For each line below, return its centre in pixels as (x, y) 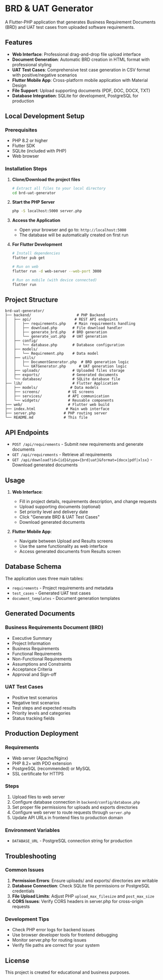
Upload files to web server (39, 797)
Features (19, 43)
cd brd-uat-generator (34, 193)
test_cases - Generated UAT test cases (51, 593)
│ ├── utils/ (20, 358)
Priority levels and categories (41, 713)
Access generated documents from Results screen (70, 552)
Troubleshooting (31, 856)
